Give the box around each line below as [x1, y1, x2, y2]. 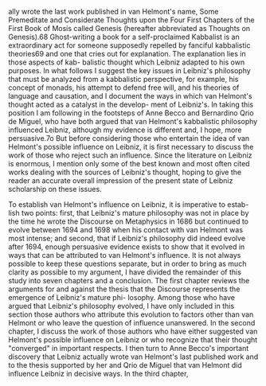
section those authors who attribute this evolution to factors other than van [8, 310, 254, 319]
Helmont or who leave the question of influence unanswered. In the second [8, 318, 256, 327]
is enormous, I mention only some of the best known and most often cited [8, 159, 250, 168]
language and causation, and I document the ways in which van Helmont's [8, 92, 252, 100]
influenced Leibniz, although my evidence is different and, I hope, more [8, 125, 242, 135]
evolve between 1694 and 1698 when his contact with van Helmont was [8, 225, 244, 234]
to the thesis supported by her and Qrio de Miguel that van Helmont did [8, 361, 243, 369]
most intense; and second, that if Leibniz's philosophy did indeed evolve [8, 234, 245, 243]
